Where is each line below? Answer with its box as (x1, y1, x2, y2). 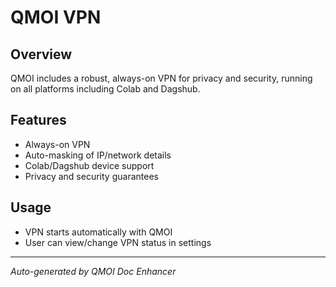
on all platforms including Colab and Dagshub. (10, 83, 201, 95)
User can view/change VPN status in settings (24, 236, 212, 248)
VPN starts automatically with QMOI (24, 226, 173, 238)
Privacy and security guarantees (24, 170, 159, 182)
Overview (10, 46, 73, 63)
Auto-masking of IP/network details (24, 149, 172, 161)
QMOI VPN (10, 6, 102, 29)
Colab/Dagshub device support (24, 159, 155, 171)
